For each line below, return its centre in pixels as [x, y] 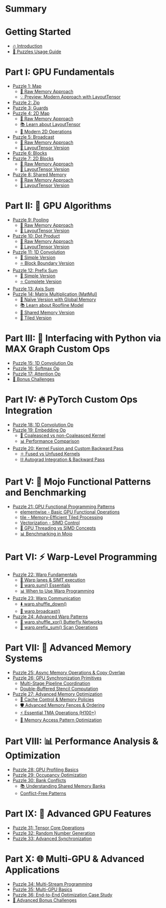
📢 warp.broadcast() [40, 611]
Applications [32, 870]
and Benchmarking [46, 492]
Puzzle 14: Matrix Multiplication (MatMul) [55, 294]
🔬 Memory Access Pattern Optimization [61, 720]
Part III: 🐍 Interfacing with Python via [83, 338]
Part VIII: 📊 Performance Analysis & [82, 741]
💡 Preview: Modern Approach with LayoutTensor [70, 97]
